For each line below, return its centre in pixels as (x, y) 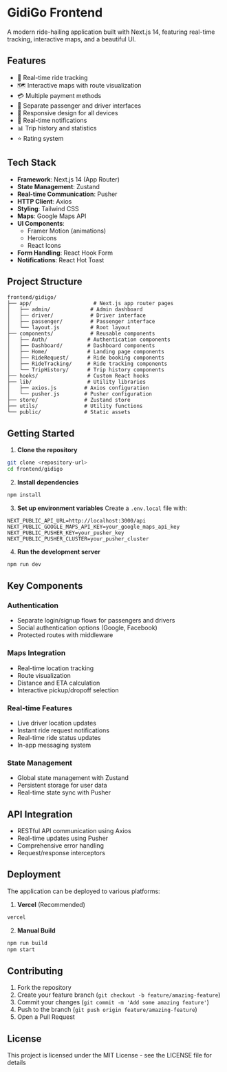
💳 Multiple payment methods (59, 95)
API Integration (40, 814)
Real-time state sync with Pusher (64, 792)
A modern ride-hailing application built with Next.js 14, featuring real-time (111, 32)
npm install (24, 495)
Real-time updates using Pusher (63, 838)
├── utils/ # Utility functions (75, 406)
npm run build (28, 943)
